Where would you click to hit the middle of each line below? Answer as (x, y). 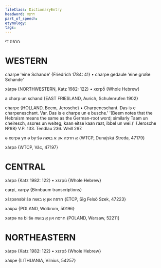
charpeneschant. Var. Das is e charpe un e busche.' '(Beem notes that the (79, 113)
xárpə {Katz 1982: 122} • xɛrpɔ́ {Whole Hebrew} (53, 251)
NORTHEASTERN (40, 238)
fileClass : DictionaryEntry (34, 9)
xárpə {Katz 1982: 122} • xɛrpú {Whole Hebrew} (53, 180)
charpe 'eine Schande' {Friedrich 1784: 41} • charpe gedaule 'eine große (78, 75)
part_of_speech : (21, 18)
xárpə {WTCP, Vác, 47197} (32, 147)
